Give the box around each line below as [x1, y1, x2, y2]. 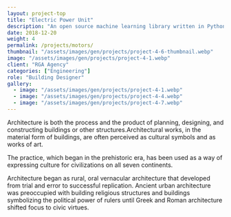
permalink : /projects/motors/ [7, 42, 94, 49]
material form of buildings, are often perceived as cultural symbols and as [7, 133, 216, 141]
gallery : [7, 80, 32, 87]
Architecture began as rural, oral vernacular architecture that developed [7, 174, 211, 182]
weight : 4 [7, 36, 36, 43]
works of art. [7, 140, 43, 148]
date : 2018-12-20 [7, 29, 57, 36]
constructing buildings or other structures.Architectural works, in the [7, 125, 201, 134]
